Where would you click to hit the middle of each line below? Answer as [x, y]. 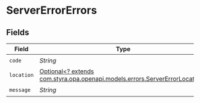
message [20, 90]
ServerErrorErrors [51, 10]
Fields [18, 32]
